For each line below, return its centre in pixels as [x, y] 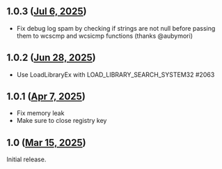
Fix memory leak [40, 113]
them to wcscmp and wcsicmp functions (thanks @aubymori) [104, 36]
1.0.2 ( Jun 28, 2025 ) [51, 58]
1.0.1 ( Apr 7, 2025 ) [46, 97]
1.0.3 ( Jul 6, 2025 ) [47, 12]
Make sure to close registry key [62, 121]
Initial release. [26, 159]
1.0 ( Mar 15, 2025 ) [46, 142]
